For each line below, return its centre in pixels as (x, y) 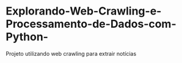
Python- (27, 37)
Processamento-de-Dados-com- (91, 24)
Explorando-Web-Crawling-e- (84, 11)
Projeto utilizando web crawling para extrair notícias (71, 53)
